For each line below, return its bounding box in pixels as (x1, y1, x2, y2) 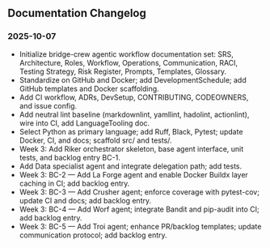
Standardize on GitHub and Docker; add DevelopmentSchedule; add (19, 75, 247, 84)
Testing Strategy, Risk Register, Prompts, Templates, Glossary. (19, 66, 227, 76)
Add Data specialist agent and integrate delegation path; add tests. (19, 161, 243, 171)
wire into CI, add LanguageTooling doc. (19, 118, 150, 128)
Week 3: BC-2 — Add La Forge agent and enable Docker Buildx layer (19, 169, 248, 179)
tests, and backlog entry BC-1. (19, 152, 120, 162)
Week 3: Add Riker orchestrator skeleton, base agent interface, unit (19, 143, 244, 153)
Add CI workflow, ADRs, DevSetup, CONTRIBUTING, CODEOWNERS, (19, 92, 249, 102)
